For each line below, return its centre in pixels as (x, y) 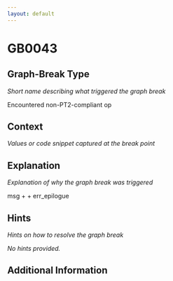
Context (25, 127)
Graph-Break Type (48, 74)
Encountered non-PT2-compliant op (60, 104)
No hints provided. (34, 249)
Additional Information (57, 270)
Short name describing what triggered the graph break (86, 91)
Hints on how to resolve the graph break (65, 235)
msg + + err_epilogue (38, 196)
